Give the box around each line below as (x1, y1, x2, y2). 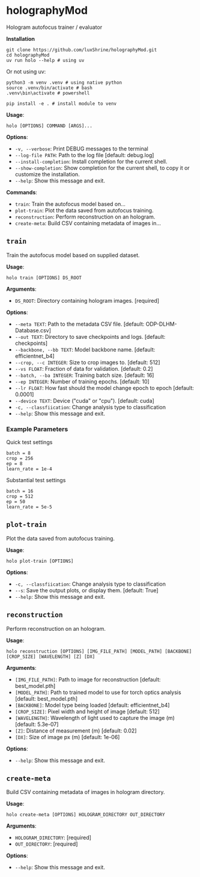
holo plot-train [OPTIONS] (6, 558, 74, 564)
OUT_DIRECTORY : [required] (14, 840, 78, 848)
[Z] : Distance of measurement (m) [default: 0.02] (14, 727, 137, 734)
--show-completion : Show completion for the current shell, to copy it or (14, 164, 190, 172)
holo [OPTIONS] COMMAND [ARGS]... (6, 123, 93, 129)
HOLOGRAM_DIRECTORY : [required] (14, 834, 92, 841)
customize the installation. (14, 170, 80, 178)
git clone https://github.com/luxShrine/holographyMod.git (6, 46, 157, 53)
